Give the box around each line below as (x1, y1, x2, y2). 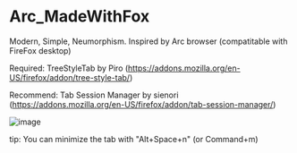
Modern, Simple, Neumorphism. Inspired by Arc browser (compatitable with (9, 36, 288, 47)
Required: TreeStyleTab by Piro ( (9, 63, 129, 73)
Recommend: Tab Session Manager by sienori (9, 89, 179, 100)
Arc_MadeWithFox (9, 6, 150, 27)
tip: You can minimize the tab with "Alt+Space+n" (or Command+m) (9, 133, 259, 144)
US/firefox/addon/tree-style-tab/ (9, 72, 131, 82)
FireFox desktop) (9, 45, 72, 55)
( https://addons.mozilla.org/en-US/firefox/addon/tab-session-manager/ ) (9, 98, 276, 109)
